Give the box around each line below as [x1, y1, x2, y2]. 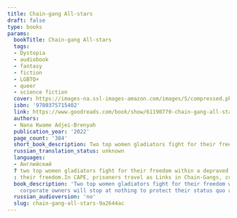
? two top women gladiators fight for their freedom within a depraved [13, 167, 229, 174]
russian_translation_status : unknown [13, 148, 125, 155]
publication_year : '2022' [13, 128, 90, 135]
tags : [13, 43, 30, 50]
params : [7, 30, 30, 37]
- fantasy [13, 63, 42, 70]
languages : [13, 154, 46, 162]
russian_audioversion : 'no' [13, 193, 97, 200]
